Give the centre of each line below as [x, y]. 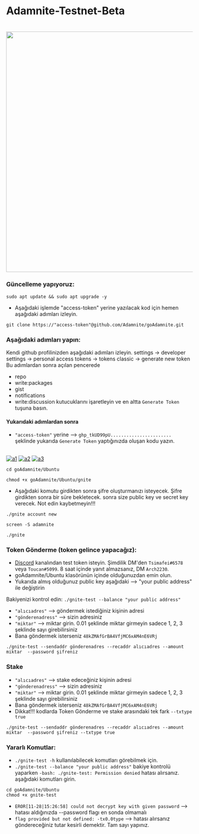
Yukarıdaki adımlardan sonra [42, 421]
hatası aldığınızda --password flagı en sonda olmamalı [81, 813]
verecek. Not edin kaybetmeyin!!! [55, 504]
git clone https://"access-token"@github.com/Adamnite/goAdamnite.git [95, 325]
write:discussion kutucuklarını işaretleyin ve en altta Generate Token [97, 401]
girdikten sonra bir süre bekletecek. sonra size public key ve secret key [101, 497]
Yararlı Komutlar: [31, 747]
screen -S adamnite [30, 525]
